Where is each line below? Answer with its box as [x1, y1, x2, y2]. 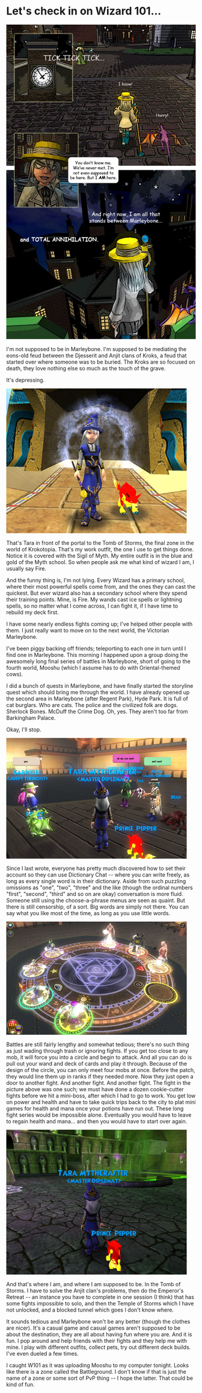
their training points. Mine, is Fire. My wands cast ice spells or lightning [6, 596, 182, 603]
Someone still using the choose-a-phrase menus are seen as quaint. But [6, 897, 185, 904]
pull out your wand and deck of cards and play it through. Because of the [6, 1060, 188, 1067]
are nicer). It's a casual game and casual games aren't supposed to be [6, 1324, 181, 1331]
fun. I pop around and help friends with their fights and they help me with [6, 1337, 188, 1345]
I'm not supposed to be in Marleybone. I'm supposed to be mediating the [6, 346, 187, 353]
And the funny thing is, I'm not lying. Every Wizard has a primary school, [6, 577, 185, 584]
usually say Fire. [6, 565, 47, 573]
